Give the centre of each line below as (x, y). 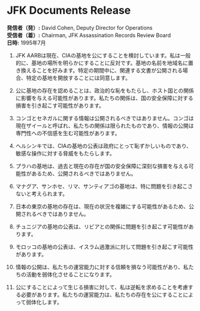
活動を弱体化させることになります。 (71, 274)
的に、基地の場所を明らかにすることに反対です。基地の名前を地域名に (102, 63)
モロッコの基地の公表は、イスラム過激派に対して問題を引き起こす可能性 (104, 246)
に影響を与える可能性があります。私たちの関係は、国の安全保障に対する (104, 98)
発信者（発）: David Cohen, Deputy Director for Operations (80, 28)
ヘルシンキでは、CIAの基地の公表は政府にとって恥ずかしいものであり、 (104, 146)
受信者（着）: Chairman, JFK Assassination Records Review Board (89, 35)
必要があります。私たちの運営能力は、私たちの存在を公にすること (102, 294)
